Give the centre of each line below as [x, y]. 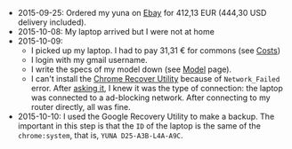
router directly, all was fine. [81, 107]
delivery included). [52, 22]
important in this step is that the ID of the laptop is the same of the [139, 126]
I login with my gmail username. [89, 60]
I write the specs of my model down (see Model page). [131, 69]
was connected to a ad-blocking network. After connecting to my [150, 98]
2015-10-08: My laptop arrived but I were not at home [116, 31]
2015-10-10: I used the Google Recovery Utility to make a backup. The [146, 116]
